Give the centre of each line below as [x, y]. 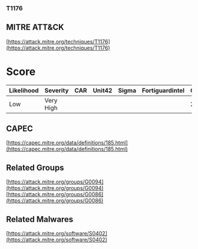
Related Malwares [40, 219]
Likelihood [24, 90]
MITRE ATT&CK [35, 27]
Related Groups [35, 167]
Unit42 [103, 90]
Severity [57, 90]
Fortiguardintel [163, 90]
